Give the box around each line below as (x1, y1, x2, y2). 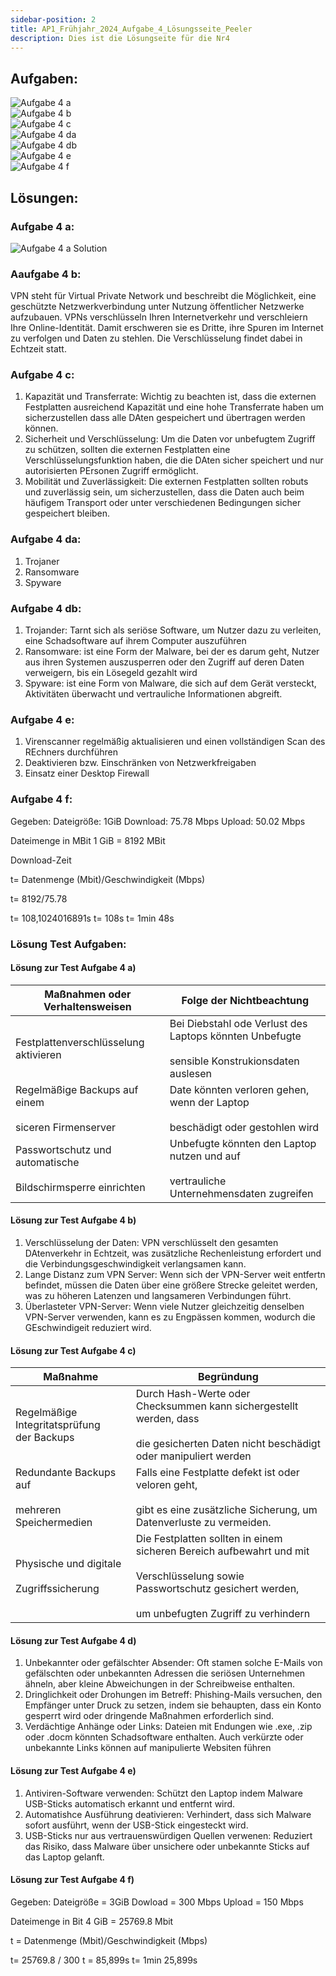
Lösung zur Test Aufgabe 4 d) (10, 1634, 137, 1646)
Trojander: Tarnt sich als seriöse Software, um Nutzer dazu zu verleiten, (24, 624, 322, 636)
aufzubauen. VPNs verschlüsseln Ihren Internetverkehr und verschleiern (10, 311, 308, 323)
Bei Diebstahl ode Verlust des (169, 1016, 308, 1030)
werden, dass (135, 1412, 200, 1426)
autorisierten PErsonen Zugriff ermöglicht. (24, 465, 199, 477)
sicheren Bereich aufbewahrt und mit (135, 1544, 310, 1558)
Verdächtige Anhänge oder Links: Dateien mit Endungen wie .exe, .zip (24, 1721, 313, 1733)
